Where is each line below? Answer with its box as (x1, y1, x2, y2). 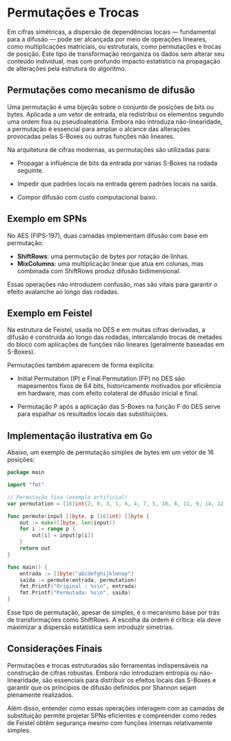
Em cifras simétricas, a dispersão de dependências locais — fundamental (7, 28, 216, 36)
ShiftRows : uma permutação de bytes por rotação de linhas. (17, 252, 190, 260)
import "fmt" (7, 481, 45, 488)
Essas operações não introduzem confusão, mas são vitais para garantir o (7, 280, 218, 288)
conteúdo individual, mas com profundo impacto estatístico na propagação (7, 57, 221, 65)
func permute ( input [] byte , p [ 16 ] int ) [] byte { (7, 512, 150, 519)
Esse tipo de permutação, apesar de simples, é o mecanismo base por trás (7, 608, 220, 617)
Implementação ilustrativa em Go (7, 430, 153, 441)
